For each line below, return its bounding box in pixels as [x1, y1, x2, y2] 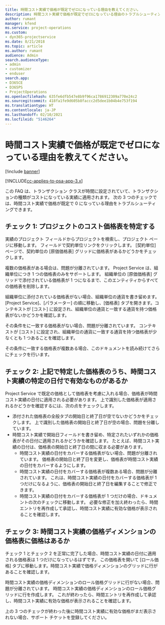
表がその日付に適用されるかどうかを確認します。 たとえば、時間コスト [12, 438, 156, 444]
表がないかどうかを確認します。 [5, 312, 70, 318]
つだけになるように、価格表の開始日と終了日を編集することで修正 [19, 481, 153, 487]
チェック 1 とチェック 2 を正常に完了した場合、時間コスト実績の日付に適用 [5, 551, 156, 556]
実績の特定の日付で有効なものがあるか [11, 376, 128, 385]
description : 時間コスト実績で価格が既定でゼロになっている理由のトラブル [5, 12, 140, 17]
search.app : [5, 76, 29, 81]
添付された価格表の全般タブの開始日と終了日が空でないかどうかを [12, 413, 146, 419]
